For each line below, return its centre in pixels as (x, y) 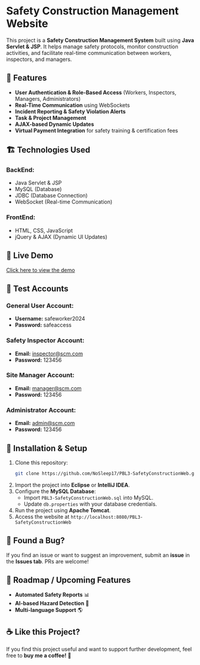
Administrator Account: (41, 410)
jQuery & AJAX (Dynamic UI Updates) (61, 236)
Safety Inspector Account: (45, 340)
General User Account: (40, 306)
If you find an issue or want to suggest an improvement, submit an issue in (98, 555)
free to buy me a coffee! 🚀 (39, 655)
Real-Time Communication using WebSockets (72, 105)
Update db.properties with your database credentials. (90, 504)
